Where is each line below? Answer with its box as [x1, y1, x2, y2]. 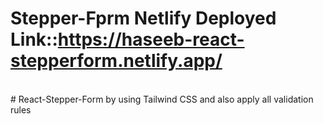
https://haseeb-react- [57, 28, 245, 51]
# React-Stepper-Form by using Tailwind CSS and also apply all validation [10, 93, 314, 105]
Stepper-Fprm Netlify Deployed [10, 7, 277, 30]
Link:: [10, 28, 58, 51]
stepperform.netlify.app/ [10, 50, 223, 72]
